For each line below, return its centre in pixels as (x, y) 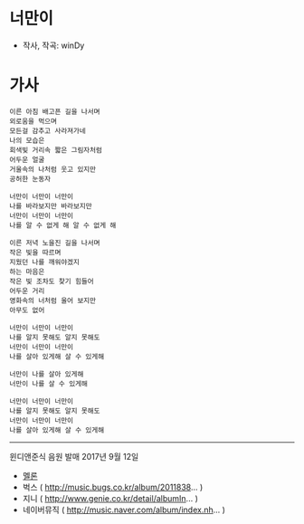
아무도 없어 (27, 310)
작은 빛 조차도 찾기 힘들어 (52, 281)
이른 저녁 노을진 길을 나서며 (55, 243)
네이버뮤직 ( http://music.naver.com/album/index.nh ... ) (124, 510)
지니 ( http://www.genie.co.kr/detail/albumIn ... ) (110, 498)
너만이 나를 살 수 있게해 (49, 384)
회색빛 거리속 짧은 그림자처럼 (56, 150)
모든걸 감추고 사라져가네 (47, 131)
